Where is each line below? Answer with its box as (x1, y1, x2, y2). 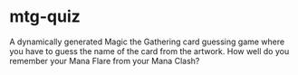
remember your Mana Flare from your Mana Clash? (9, 55, 200, 66)
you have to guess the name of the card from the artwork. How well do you (9, 45, 290, 56)
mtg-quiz (9, 6, 82, 27)
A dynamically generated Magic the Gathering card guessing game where (9, 36, 285, 47)
